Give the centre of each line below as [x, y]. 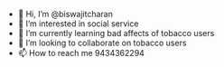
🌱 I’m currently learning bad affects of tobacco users [116, 33]
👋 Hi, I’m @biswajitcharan [65, 14]
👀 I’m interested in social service [78, 24]
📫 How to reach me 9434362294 [81, 53]
